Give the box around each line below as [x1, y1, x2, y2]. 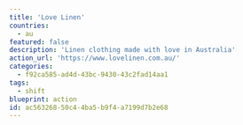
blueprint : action [9, 94, 77, 104]
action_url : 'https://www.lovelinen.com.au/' [9, 54, 180, 62]
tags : [9, 78, 29, 87]
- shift [17, 86, 46, 95]
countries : [9, 21, 50, 30]
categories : [9, 62, 53, 71]
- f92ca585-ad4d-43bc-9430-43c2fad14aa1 [17, 70, 169, 79]
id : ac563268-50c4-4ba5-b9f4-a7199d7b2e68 [9, 103, 169, 112]
